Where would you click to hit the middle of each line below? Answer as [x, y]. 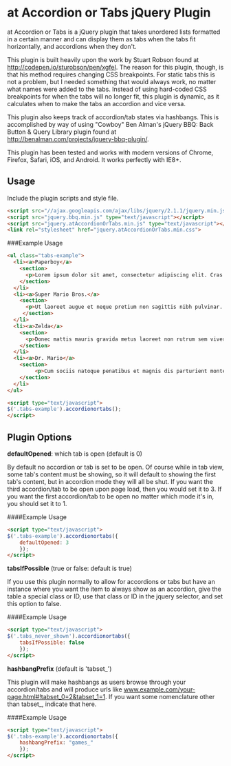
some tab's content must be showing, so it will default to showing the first [112, 474]
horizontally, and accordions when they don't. [72, 46]
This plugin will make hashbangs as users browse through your [97, 682]
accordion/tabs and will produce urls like [65, 689]
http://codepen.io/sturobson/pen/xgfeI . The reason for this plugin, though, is [115, 67]
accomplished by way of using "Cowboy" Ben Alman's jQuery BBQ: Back [110, 124]
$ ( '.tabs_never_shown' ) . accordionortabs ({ [69, 636]
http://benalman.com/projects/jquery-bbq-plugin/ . [78, 139]
